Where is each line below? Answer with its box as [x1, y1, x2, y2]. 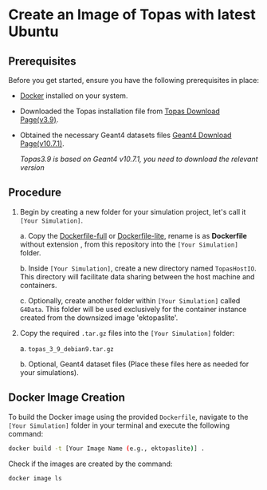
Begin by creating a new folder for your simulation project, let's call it [19, 207, 246, 216]
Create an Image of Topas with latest [8, 6, 257, 24]
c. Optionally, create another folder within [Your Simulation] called [19, 295, 241, 305]
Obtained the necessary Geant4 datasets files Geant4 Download [19, 130, 232, 140]
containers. [19, 280, 57, 290]
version [19, 163, 45, 172]
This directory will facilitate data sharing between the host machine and [19, 271, 255, 281]
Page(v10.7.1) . [19, 139, 65, 148]
